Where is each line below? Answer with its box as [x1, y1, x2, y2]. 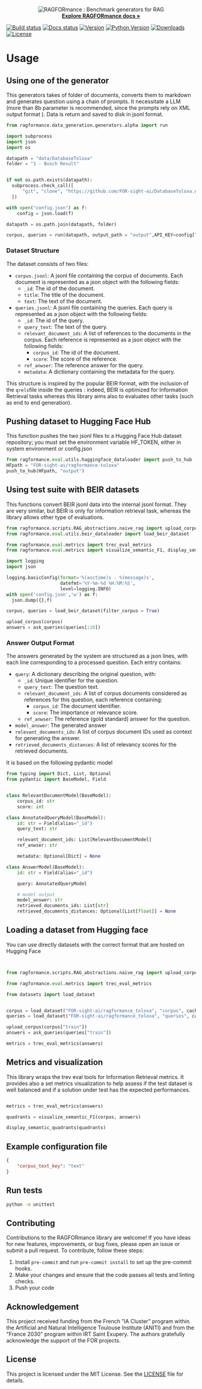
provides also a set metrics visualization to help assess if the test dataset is [6, 1080, 193, 1087]
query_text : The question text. [23, 683, 99, 691]
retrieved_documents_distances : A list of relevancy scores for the [14, 741, 177, 748]
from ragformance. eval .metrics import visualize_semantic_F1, [6, 547, 165, 554]
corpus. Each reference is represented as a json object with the [23, 336, 182, 343]
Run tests [6, 1185, 43, 1196]
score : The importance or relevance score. [32, 709, 138, 717]
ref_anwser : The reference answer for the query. [23, 361, 144, 369]
